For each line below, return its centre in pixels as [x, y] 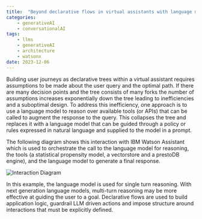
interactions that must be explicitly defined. [60, 209]
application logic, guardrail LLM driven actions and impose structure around [100, 203]
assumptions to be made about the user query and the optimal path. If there [100, 85]
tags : [13, 34]
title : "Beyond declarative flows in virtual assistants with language [99, 12]
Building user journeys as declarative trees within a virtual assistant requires [100, 79]
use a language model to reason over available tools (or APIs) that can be [97, 111]
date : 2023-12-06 [28, 62]
